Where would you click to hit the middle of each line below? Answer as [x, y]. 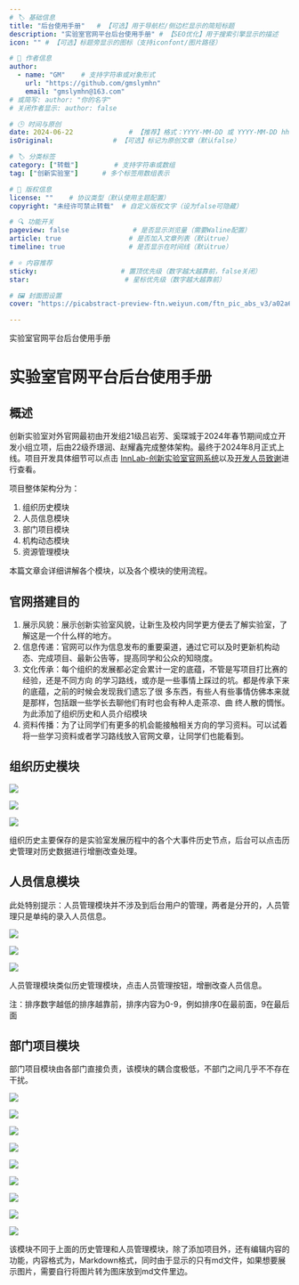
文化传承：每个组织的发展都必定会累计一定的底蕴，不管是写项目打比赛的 [154, 669]
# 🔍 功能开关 [32, 222]
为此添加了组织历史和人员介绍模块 [85, 713]
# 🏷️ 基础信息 [32, 17]
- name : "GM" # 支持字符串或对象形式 [86, 75]
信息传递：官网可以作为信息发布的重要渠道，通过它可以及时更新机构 [147, 647]
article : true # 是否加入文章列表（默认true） [121, 239]
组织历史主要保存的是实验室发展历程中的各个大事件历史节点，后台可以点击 [145, 840]
